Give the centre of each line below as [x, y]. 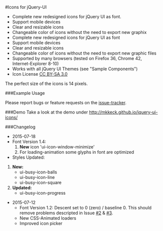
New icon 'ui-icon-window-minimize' [57, 147]
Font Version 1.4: [29, 142]
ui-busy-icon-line [37, 177]
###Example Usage [25, 93]
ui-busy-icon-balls [38, 172]
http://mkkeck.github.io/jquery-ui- [123, 112]
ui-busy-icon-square [41, 182]
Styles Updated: [28, 157]
